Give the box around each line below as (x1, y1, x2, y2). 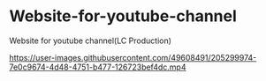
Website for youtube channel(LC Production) (9, 35, 172, 46)
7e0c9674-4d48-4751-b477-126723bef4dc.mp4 (9, 62, 186, 72)
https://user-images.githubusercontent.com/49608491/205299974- (9, 52, 257, 63)
